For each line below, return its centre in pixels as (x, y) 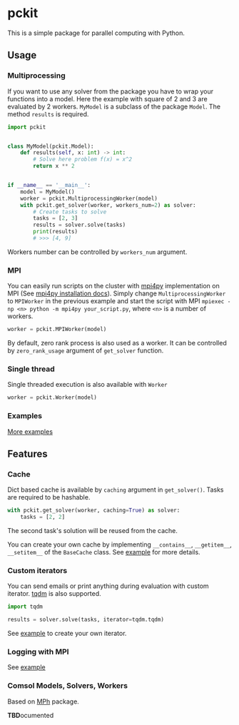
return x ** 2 (54, 166)
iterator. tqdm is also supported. (54, 594)
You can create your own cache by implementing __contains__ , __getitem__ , (119, 544)
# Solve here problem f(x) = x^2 (83, 159)
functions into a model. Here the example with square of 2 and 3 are (108, 98)
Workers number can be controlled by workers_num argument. (97, 252)
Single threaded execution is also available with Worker (87, 385)
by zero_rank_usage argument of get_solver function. (86, 350)
